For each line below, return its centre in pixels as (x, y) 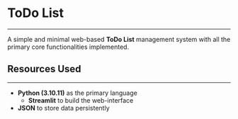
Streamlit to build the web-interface (81, 100)
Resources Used (44, 69)
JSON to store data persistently (63, 108)
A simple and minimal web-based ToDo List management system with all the (119, 39)
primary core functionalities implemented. (68, 47)
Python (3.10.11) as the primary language (78, 93)
